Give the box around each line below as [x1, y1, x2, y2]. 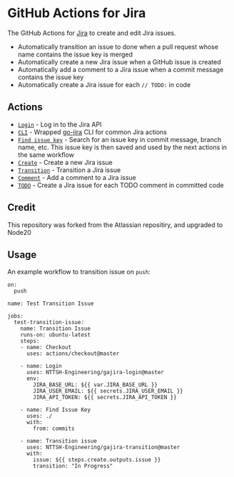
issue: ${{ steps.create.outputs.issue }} [33, 456, 161, 463]
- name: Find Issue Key [20, 406, 91, 413]
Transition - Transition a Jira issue [17, 166, 121, 174]
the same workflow [17, 150, 75, 159]
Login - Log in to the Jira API [17, 120, 102, 129]
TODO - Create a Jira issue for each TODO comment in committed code [17, 181, 224, 189]
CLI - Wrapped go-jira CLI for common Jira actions [17, 127, 168, 136]
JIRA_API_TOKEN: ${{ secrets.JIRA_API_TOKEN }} [33, 394, 177, 401]
